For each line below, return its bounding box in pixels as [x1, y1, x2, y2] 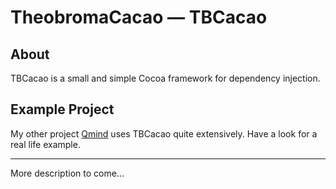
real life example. [10, 138, 81, 150]
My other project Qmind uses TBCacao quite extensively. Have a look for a [10, 127, 318, 140]
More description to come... [10, 167, 125, 179]
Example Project [10, 101, 115, 118]
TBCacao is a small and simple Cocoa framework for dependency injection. [10, 72, 321, 84]
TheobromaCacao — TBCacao [10, 6, 268, 29]
